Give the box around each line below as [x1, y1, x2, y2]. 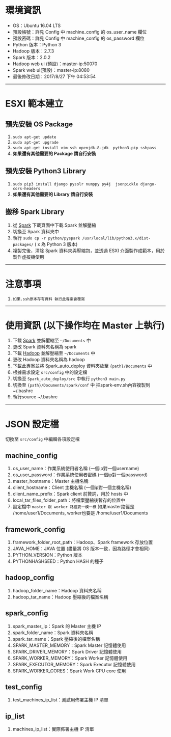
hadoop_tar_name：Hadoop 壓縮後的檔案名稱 [12, 594, 108, 600]
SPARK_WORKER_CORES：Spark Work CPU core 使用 [12, 668, 126, 674]
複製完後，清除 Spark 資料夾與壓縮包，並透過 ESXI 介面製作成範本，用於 [12, 248, 165, 254]
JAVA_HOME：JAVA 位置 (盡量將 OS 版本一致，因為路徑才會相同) [12, 545, 150, 552]
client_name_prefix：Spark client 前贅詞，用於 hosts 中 [12, 491, 129, 497]
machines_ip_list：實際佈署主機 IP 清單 [12, 726, 94, 732]
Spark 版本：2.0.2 [12, 54, 51, 60]
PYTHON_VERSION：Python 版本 [12, 552, 83, 558]
